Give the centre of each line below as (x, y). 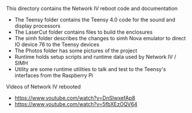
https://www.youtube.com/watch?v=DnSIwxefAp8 (75, 98)
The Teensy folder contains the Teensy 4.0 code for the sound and (95, 20)
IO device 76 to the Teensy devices (57, 44)
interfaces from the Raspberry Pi (54, 75)
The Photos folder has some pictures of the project (76, 51)
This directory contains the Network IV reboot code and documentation (92, 8)
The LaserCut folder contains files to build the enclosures (83, 32)
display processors (37, 26)
